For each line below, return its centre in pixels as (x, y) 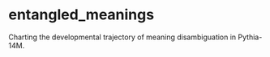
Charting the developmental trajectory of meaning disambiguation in (122, 37)
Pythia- (250, 37)
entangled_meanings (81, 15)
